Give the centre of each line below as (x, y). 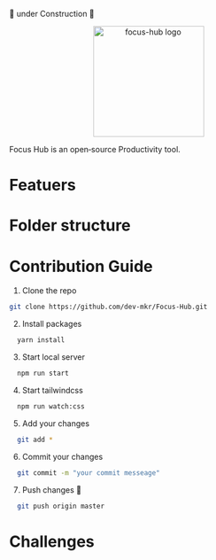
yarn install (41, 340)
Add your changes (56, 423)
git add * (35, 439)
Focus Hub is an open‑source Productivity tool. (95, 149)
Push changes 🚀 (52, 490)
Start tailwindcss (53, 390)
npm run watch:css (51, 406)
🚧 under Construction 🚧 (52, 14)
